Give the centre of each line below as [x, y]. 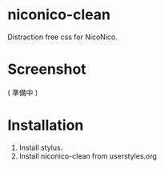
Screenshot [47, 69]
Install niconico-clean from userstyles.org [88, 156]
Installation [46, 125]
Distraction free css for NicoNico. [62, 37]
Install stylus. [41, 147]
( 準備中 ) [23, 92]
